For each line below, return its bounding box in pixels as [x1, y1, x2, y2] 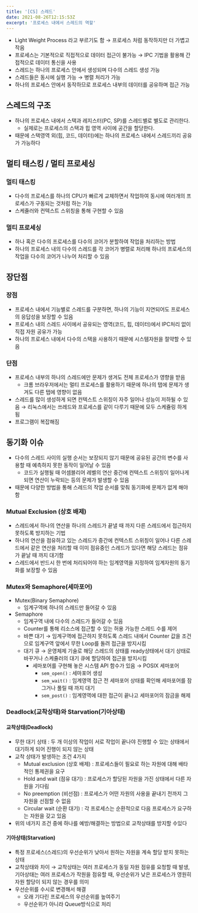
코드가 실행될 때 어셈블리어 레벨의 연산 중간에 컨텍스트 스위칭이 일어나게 [23, 469, 190, 476]
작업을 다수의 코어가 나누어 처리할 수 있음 [14, 253, 110, 260]
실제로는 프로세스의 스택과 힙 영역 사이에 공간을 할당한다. [23, 125, 155, 132]
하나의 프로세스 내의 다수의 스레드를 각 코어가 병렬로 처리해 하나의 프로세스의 [14, 246, 192, 253]
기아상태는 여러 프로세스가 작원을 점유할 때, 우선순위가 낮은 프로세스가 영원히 [14, 870, 192, 878]
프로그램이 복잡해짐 [14, 418, 60, 425]
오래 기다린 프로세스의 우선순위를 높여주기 [23, 893, 121, 900]
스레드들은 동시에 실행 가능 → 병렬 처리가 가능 [14, 74, 121, 81]
